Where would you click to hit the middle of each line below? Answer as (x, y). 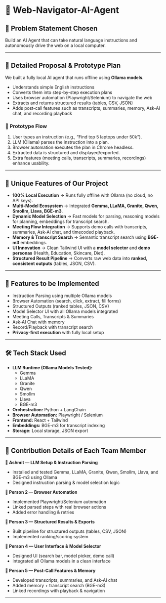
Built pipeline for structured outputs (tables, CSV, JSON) (69, 531)
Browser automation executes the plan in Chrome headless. (73, 147)
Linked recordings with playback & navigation (59, 591)
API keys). (22, 200)
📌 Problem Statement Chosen (51, 28)
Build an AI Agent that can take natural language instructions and (71, 40)
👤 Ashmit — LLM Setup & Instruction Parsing (51, 463)
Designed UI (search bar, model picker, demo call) (63, 556)
